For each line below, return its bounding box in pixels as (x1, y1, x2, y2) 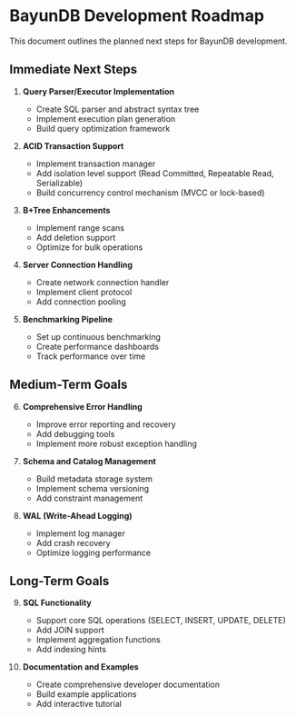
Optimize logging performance (35, 547, 152, 558)
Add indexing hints (35, 644, 107, 655)
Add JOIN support (35, 624, 104, 636)
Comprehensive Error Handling (22, 401, 143, 412)
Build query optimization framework (35, 123, 171, 134)
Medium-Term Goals (9, 377, 128, 393)
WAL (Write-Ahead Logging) (22, 510, 133, 521)
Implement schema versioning (35, 482, 150, 493)
